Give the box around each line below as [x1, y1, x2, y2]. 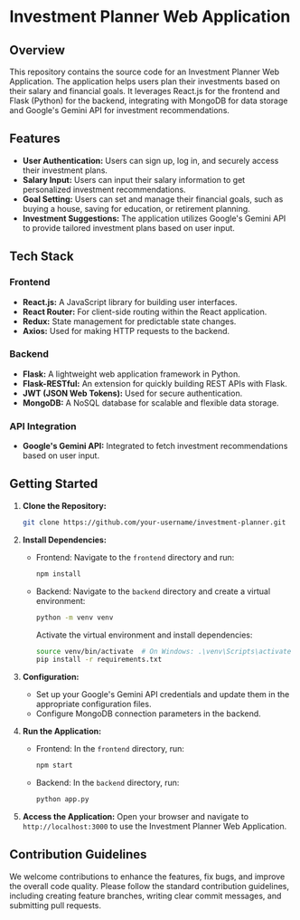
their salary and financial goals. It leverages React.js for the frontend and [9, 86, 280, 96]
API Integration [9, 419, 77, 432]
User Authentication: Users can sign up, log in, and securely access [22, 155, 279, 166]
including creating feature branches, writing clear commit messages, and [9, 890, 282, 901]
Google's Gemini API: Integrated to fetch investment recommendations [22, 441, 288, 452]
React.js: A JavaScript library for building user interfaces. [22, 296, 238, 307]
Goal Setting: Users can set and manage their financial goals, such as [22, 193, 284, 205]
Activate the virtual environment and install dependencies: [35, 629, 253, 640]
